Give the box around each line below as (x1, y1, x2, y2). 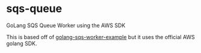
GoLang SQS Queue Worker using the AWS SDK (6, 22, 126, 29)
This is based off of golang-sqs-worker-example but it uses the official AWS (6, 33, 196, 40)
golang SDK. (6, 40, 37, 47)
